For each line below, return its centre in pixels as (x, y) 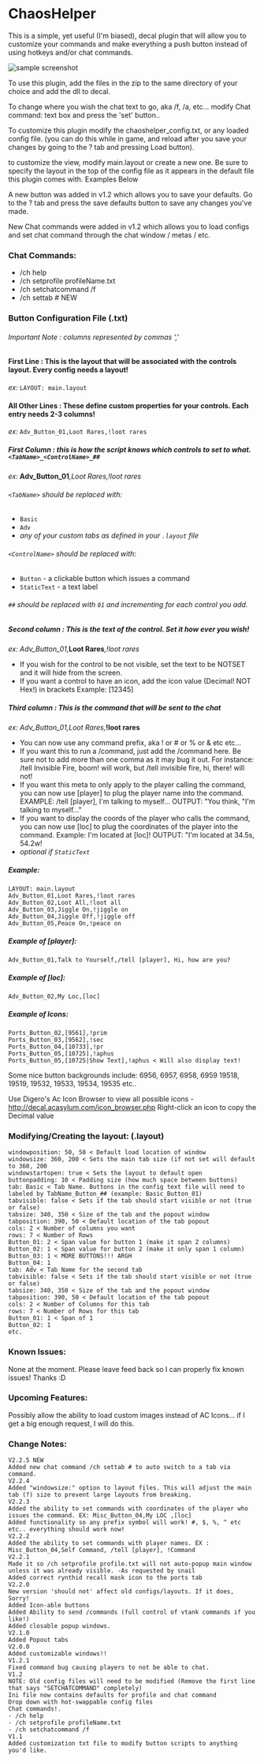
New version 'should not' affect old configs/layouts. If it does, (121, 1591)
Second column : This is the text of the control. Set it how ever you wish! (129, 629)
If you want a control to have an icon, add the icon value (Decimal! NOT (135, 681)
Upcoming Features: (48, 1398)
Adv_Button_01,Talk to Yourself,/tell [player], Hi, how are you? (119, 960)
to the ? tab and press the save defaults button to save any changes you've (130, 203)
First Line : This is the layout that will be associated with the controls (123, 362)
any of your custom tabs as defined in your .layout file (109, 536)
